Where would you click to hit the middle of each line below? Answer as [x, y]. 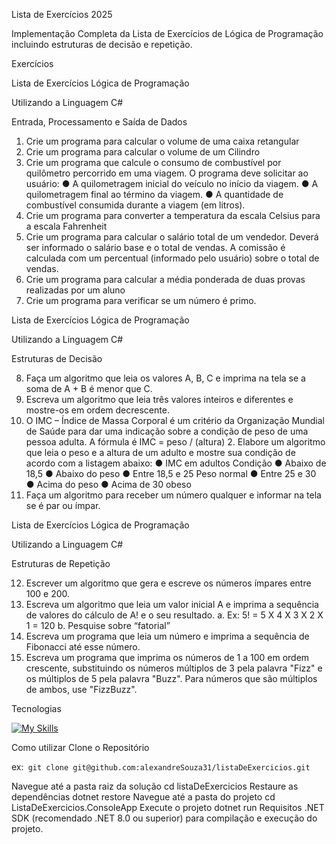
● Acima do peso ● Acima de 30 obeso [108, 484]
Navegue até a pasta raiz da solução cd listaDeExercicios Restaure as [155, 786]
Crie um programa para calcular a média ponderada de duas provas [165, 279]
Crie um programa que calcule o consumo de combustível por [153, 162]
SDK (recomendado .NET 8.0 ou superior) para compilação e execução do [164, 818]
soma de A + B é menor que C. [89, 388]
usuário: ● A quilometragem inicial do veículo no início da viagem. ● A [172, 183]
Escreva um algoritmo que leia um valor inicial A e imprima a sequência [172, 604]
